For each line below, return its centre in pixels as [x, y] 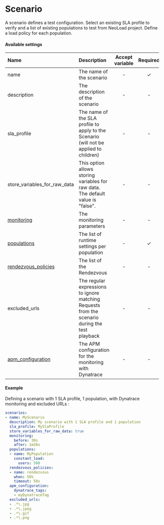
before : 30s [26, 440]
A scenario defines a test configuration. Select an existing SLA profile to [77, 23]
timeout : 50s [27, 481]
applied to [90, 149]
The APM [89, 344]
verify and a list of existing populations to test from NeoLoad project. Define [81, 27]
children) [89, 155]
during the [91, 324]
